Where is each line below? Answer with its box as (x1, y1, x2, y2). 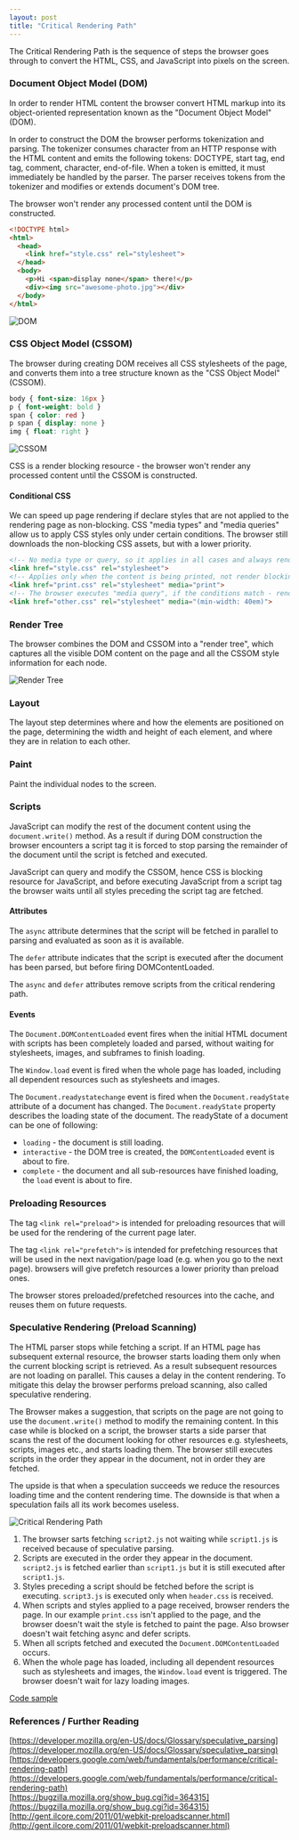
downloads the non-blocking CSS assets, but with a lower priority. (9, 539, 252, 549)
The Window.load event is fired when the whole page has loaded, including (9, 1065, 282, 1075)
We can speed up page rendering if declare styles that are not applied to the (9, 510, 289, 521)
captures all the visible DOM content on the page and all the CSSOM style (9, 647, 280, 659)
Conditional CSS (9, 490, 71, 501)
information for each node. (9, 657, 108, 668)
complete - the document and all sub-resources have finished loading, (21, 1165, 279, 1176)
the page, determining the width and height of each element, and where (9, 726, 273, 737)
